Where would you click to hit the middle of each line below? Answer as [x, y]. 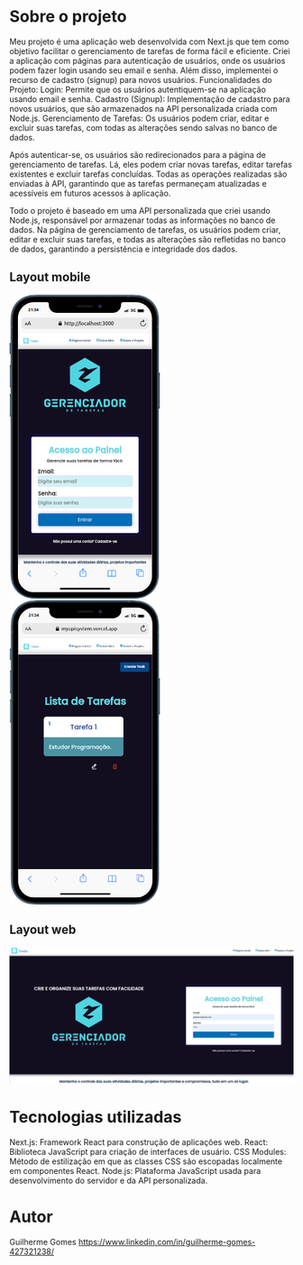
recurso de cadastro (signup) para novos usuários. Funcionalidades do [141, 79]
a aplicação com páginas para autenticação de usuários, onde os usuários [147, 60]
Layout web [43, 930]
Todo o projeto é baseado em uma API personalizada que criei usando [140, 210]
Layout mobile [50, 277]
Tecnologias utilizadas [96, 1117]
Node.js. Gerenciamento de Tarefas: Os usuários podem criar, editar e [139, 118]
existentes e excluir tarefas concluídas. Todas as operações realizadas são [148, 174]
